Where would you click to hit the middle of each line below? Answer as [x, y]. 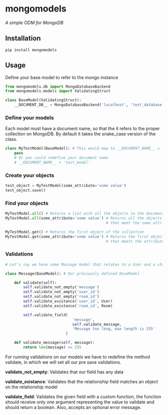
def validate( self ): [35, 283]
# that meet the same [128, 223]
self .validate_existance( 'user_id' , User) [68, 301]
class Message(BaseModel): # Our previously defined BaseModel [72, 274]
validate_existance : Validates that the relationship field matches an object [82, 381]
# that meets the [124, 241]
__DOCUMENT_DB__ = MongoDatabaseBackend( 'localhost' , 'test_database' [89, 105]
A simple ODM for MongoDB [34, 23]
